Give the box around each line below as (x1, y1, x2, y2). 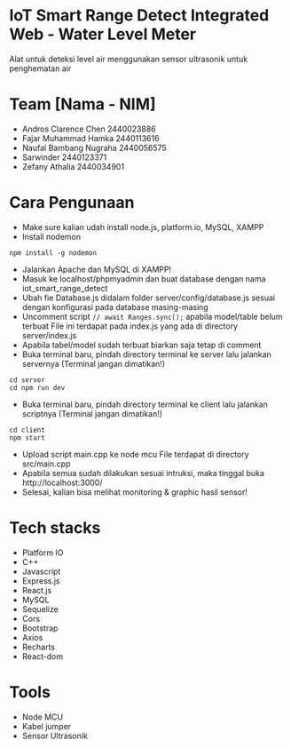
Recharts (21, 641, 56, 652)
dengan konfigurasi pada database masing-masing (21, 301, 208, 312)
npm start (9, 433, 46, 442)
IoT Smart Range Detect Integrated (9, 5, 270, 26)
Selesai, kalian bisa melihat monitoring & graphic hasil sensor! (21, 486, 248, 497)
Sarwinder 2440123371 (21, 152, 107, 163)
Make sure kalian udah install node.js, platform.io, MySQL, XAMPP (21, 221, 264, 232)
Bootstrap (21, 623, 59, 633)
